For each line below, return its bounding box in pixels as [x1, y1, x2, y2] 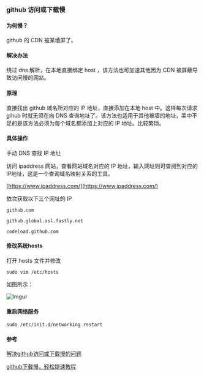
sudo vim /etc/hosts [6, 269, 59, 275]
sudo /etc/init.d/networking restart [6, 321, 103, 328]
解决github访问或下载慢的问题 [6, 350, 81, 358]
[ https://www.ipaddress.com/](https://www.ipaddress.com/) [6, 182, 158, 189]
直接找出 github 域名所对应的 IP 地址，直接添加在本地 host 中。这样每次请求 [6, 104, 198, 111]
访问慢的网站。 [11, 74, 50, 81]
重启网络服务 [6, 307, 39, 315]
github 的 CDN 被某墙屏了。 [6, 37, 77, 44]
